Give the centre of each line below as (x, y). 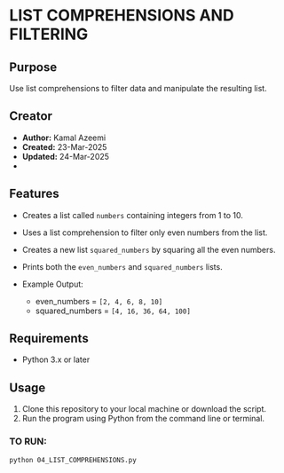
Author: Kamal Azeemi (64, 138)
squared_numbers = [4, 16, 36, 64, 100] (113, 311)
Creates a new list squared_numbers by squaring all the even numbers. (149, 249)
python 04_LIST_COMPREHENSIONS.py (73, 460)
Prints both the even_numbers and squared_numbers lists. (122, 266)
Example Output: (53, 284)
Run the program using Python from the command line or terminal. (143, 419)
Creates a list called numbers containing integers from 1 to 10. (133, 215)
